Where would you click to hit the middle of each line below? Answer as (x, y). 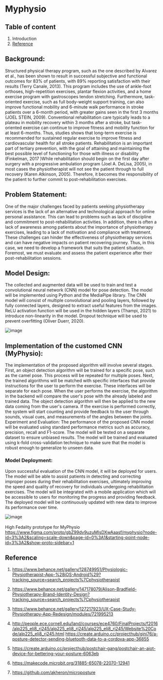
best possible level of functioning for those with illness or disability (72, 153)
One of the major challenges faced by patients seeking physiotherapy (75, 206)
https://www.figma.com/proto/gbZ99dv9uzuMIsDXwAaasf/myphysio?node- (81, 532)
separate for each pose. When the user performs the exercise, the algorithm (81, 391)
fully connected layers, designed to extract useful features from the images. (81, 305)
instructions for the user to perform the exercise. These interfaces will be (78, 386)
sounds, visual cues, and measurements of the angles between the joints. (79, 417)
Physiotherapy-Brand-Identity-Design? (51, 594)
